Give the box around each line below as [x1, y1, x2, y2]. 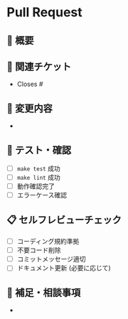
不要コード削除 [16, 246, 61, 254]
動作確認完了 [16, 182, 55, 190]
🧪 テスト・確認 [6, 144, 72, 156]
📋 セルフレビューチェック [6, 214, 122, 226]
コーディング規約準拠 [16, 237, 80, 246]
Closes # [16, 80, 43, 89]
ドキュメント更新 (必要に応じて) [16, 264, 111, 272]
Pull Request [6, 4, 82, 21]
